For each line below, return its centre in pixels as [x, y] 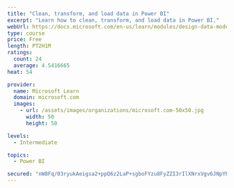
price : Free [24, 40]
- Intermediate [36, 142]
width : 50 [40, 117]
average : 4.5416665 [42, 65]
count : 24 [28, 59]
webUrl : [18, 26]
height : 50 [41, 123]
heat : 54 [20, 72]
